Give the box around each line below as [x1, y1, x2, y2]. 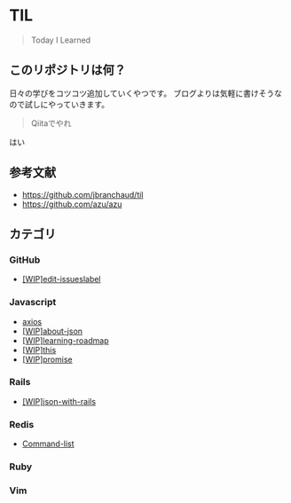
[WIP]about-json [21, 326, 83, 336]
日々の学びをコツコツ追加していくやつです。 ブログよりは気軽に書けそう [9, 88, 275, 98]
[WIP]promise [21, 354, 73, 365]
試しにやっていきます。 [24, 98, 109, 109]
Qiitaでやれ [30, 117, 72, 129]
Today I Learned [30, 35, 91, 45]
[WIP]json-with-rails [21, 396, 96, 406]
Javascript [9, 296, 57, 309]
